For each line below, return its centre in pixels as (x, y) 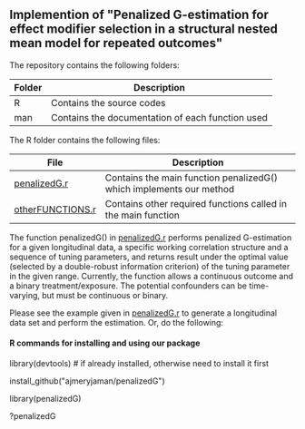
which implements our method (170, 189)
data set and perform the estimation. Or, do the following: (117, 322)
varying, (25, 295)
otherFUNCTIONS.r (55, 210)
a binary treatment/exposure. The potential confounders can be (128, 286)
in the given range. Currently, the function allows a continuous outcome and (151, 276)
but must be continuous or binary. (105, 295)
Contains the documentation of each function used (159, 117)
